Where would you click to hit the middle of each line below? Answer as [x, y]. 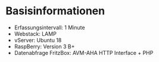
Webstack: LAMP [35, 33]
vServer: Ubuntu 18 [38, 40]
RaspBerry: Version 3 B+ [44, 46]
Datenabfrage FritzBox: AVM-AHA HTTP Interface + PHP [84, 52]
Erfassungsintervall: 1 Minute [49, 27]
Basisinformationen [55, 11]
